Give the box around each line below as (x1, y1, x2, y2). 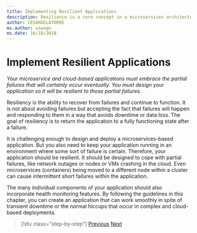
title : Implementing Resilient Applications (6, 8, 117, 15)
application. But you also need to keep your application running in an (6, 141, 172, 148)
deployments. (23, 209, 56, 216)
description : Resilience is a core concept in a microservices (6, 14, 164, 20)
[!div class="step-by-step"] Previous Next (20, 221, 122, 228)
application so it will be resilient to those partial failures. (6, 87, 142, 94)
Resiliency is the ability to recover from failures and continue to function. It (6, 99, 186, 106)
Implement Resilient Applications (6, 56, 171, 69)
